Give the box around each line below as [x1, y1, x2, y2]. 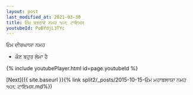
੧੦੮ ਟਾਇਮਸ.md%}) [6, 83, 52, 90]
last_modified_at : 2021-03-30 [6, 14, 81, 20]
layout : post [6, 8, 39, 15]
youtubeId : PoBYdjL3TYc [6, 25, 65, 31]
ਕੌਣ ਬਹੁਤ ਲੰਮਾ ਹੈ [14, 53, 48, 60]
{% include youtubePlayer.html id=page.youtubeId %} [6, 65, 138, 72]
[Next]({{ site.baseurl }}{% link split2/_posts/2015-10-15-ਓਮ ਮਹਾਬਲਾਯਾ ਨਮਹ [6, 76, 187, 83]
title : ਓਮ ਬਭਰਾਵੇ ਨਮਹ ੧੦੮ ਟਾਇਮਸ [6, 19, 84, 25]
